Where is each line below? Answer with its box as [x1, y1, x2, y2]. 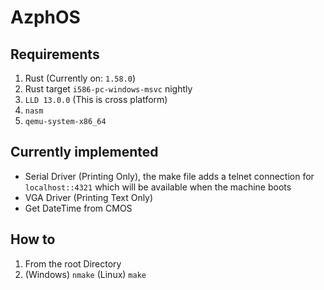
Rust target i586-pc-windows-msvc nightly [24, 83, 193, 95]
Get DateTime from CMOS [24, 202, 133, 214]
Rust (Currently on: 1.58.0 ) [24, 72, 137, 84]
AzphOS [10, 6, 81, 29]
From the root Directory [24, 257, 122, 270]
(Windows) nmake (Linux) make [24, 268, 147, 280]
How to [10, 231, 56, 248]
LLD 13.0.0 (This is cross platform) [24, 94, 168, 105]
